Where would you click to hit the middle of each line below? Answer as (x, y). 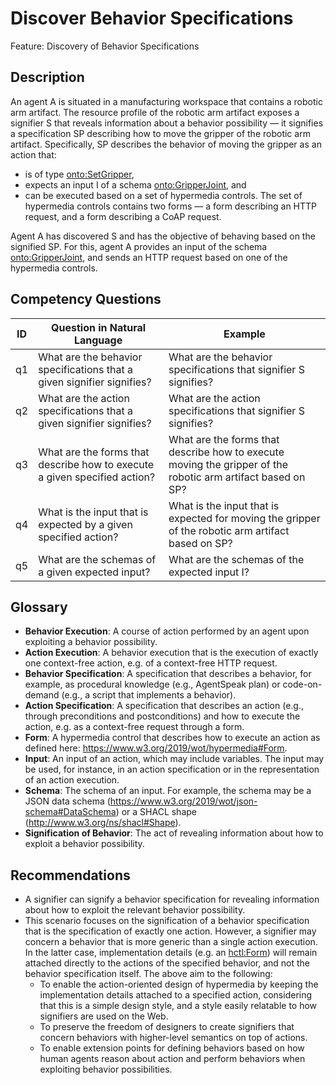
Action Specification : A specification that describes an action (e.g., (164, 706)
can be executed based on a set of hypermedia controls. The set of (163, 195)
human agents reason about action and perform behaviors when (172, 1059)
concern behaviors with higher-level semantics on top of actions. (173, 1038)
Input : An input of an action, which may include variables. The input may (174, 759)
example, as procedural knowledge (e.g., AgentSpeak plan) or (152, 684)
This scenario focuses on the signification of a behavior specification (167, 921)
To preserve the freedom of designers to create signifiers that (167, 1027)
